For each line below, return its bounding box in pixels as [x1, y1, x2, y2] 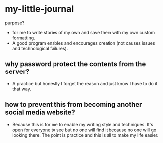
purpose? [5, 20, 25, 26]
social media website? [5, 108, 75, 117]
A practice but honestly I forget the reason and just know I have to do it [12, 80, 158, 86]
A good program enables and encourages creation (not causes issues [12, 40, 155, 46]
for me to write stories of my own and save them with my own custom [12, 29, 155, 35]
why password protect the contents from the [5, 60, 146, 68]
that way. [12, 86, 31, 92]
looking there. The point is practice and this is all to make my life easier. [12, 132, 159, 138]
